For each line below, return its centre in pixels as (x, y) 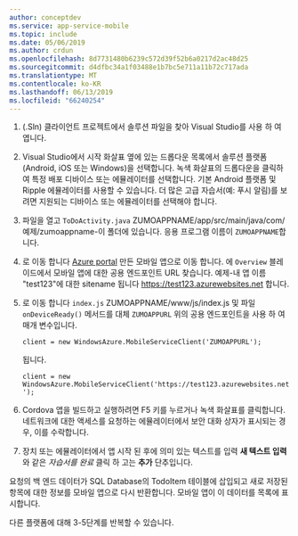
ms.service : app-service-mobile (69, 26)
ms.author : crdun (41, 51)
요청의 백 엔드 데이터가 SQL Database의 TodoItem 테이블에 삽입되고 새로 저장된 (149, 482)
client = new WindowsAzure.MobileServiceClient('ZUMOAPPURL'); (142, 342)
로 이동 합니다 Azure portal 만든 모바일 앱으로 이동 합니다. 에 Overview (145, 262)
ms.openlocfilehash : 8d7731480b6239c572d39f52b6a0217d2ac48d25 (129, 59)
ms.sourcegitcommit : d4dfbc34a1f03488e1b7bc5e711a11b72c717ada (129, 68)
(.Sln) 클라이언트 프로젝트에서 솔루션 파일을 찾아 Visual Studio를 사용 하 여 (152, 127)
